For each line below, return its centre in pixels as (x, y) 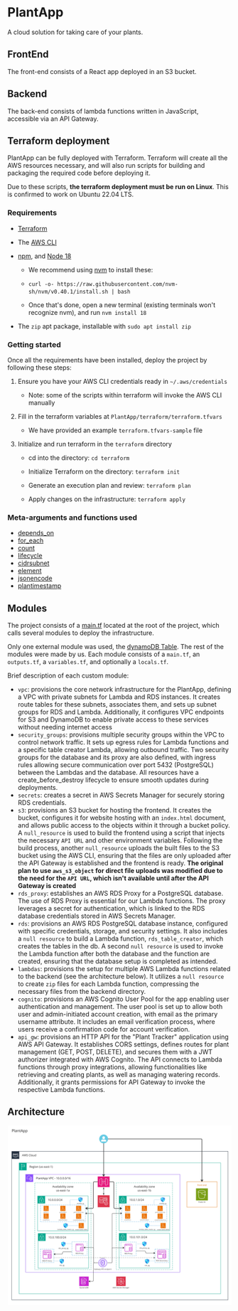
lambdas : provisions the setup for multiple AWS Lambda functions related (124, 969)
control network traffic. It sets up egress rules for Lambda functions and (123, 742)
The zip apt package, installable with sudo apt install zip (104, 326)
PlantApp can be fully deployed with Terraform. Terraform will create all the (118, 158)
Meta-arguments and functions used (72, 518)
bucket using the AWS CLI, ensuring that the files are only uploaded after (124, 856)
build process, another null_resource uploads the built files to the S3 (119, 848)
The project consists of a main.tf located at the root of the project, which (114, 626)
